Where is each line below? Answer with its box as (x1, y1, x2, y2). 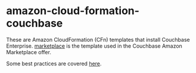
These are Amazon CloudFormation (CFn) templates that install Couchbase (6, 36, 190, 43)
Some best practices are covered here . (6, 60, 102, 67)
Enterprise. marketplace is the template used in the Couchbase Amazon (6, 42, 183, 49)
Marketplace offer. (6, 48, 52, 55)
